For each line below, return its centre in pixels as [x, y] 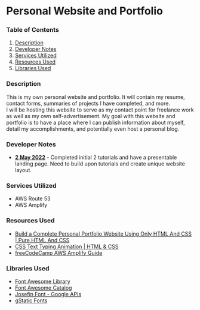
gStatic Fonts [31, 300]
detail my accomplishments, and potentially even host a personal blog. [93, 129]
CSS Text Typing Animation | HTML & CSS [67, 246]
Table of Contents [33, 30]
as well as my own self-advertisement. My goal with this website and [91, 116]
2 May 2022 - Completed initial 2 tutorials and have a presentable [96, 158]
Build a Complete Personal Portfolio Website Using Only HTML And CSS [103, 234]
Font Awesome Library [42, 281]
